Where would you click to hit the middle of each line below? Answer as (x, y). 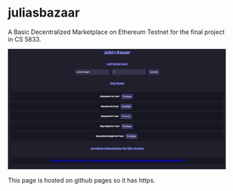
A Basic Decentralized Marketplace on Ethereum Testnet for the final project (116, 32)
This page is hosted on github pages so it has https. (82, 181)
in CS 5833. (25, 39)
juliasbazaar (44, 13)
